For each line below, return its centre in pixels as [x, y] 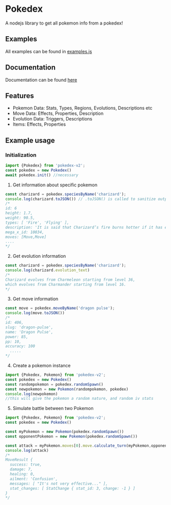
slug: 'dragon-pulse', [29, 327]
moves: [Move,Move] [26, 237]
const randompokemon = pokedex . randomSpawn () [54, 384]
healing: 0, [23, 474]
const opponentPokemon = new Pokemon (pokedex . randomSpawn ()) [72, 436]
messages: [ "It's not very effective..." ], [59, 484]
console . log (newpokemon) [32, 394]
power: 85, [17, 337]
